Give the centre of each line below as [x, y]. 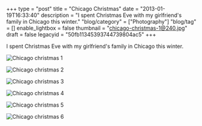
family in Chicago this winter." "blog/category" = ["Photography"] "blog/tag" [101, 22]
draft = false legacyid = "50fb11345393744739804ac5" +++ [81, 35]
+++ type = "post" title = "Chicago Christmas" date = [73, 9]
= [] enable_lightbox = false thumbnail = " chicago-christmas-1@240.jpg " [97, 28]
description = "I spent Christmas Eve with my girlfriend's [111, 15]
